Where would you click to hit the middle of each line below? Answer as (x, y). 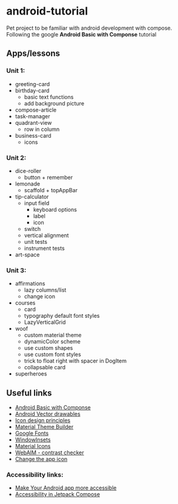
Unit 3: (16, 270)
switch (32, 229)
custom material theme (53, 335)
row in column (42, 129)
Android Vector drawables (48, 414)
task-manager (32, 116)
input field (37, 203)
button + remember (48, 177)
